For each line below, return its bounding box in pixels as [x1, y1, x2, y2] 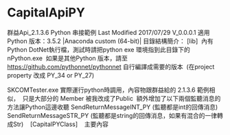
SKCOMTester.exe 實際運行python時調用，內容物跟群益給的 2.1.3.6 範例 [7, 86, 209, 94]
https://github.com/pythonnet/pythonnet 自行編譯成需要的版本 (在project [7, 62, 215, 71]
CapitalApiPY [7, 5, 86, 21]
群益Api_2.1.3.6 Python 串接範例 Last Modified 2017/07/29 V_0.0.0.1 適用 [7, 28, 210, 36]
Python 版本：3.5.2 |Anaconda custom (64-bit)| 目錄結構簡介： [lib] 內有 [7, 36, 214, 45]
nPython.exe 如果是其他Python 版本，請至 [7, 53, 128, 62]
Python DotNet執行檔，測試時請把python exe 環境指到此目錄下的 [7, 45, 190, 53]
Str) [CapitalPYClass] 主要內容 [12, 120, 108, 128]
